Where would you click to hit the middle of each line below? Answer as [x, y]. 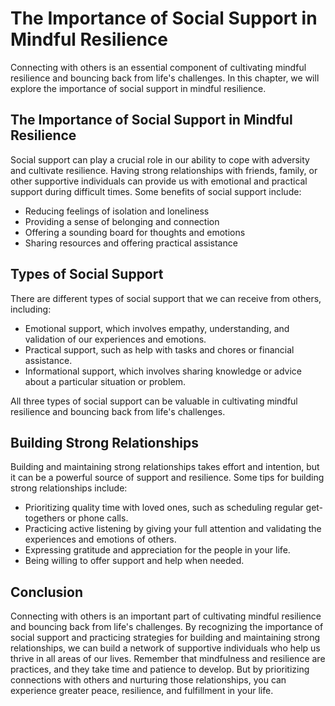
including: [31, 309]
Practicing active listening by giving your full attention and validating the [173, 529]
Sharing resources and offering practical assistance [131, 243]
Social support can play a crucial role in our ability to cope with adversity [160, 159]
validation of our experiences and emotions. [115, 339]
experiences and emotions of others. [100, 539]
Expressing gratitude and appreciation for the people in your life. [157, 550]
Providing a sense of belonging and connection [122, 221]
